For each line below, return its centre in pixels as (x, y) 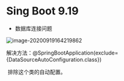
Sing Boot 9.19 (42, 11)
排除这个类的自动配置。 (37, 72)
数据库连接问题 (33, 28)
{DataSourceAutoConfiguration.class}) (54, 59)
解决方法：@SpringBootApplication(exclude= (62, 53)
